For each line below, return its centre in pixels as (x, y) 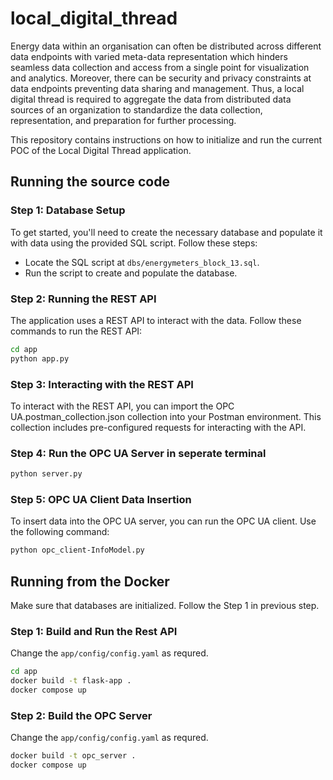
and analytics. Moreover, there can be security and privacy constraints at (161, 78)
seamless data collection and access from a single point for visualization (160, 67)
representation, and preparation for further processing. (123, 120)
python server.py (46, 474)
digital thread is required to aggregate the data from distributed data (151, 99)
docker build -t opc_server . (73, 756)
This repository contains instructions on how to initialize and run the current (166, 139)
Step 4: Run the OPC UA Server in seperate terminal (138, 453)
